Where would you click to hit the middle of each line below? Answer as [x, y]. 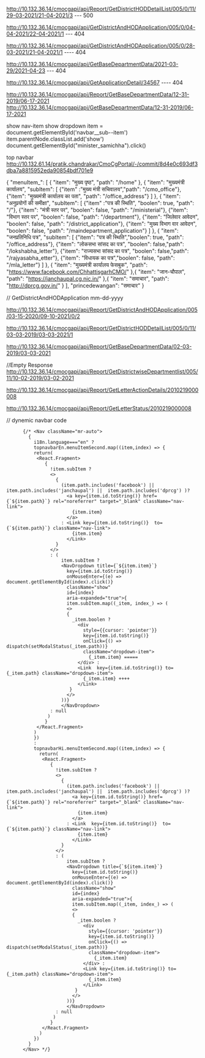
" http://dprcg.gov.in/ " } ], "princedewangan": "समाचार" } [75, 286]
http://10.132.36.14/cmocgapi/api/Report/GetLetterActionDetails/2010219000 [102, 390]
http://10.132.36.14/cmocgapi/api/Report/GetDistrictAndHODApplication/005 [102, 310]
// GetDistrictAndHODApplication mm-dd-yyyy [65, 298]
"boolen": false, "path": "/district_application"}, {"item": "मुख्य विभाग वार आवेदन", [102, 224]
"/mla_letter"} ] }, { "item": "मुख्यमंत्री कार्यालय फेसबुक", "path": [77, 265]
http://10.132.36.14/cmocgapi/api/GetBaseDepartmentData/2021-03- [92, 64]
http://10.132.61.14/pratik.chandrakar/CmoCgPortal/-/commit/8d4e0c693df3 [102, 164]
